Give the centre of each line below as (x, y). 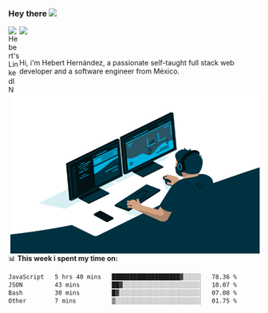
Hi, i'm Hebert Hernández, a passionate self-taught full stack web (127, 63)
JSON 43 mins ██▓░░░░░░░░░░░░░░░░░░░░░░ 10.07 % (123, 285)
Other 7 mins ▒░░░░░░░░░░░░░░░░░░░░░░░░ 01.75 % (123, 301)
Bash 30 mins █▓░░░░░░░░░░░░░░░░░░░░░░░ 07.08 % (123, 293)
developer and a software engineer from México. (100, 71)
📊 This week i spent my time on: (63, 259)
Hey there (28, 14)
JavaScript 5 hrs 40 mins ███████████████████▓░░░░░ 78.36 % (123, 277)
